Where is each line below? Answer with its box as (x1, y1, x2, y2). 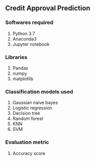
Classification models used (5, 88, 73, 95)
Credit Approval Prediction (5, 4, 90, 13)
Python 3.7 (12, 30, 35, 37)
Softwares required (5, 19, 54, 26)
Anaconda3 (12, 36, 37, 42)
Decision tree (12, 110, 40, 116)
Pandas (12, 65, 29, 71)
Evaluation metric (5, 139, 49, 146)
